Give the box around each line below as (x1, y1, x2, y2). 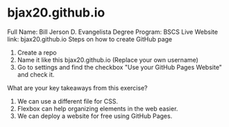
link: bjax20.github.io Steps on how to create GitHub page (7, 35, 173, 43)
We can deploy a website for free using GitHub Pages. (17, 112, 173, 120)
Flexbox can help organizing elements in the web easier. (17, 104, 178, 113)
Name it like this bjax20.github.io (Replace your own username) (17, 55, 199, 63)
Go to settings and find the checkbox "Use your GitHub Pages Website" (17, 63, 222, 71)
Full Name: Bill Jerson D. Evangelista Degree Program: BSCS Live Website (7, 28, 219, 36)
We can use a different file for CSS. (17, 97, 118, 105)
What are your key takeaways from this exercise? (7, 84, 148, 92)
